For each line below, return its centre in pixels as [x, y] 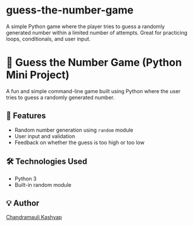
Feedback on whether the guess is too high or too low [80, 142]
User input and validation [45, 136]
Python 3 [25, 179]
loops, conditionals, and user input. [48, 39]
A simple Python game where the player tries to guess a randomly [85, 26]
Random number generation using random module [74, 130]
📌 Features [26, 116]
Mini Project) [38, 75]
